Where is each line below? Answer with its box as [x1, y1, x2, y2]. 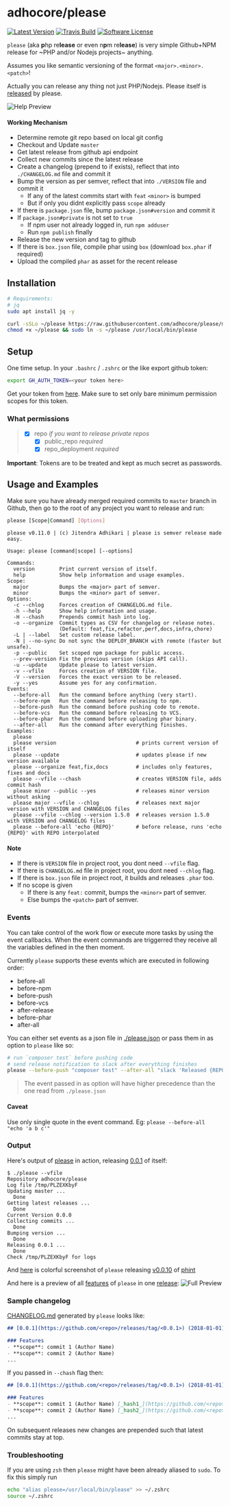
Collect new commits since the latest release [16, 156, 144, 164]
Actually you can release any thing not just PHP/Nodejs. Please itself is [7, 82, 207, 90]
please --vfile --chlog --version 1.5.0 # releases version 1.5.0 [13, 812, 210, 818]
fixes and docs [7, 770, 51, 777]
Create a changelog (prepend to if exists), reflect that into [16, 162, 180, 171]
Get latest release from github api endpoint [16, 148, 138, 156]
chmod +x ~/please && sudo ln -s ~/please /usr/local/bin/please [7, 327, 197, 334]
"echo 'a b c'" [7, 1125, 51, 1132]
